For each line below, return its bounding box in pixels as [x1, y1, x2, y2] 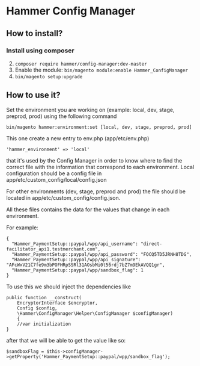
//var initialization [17, 321, 71, 327]
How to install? [6, 28, 63, 39]
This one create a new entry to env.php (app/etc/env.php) [6, 134, 150, 142]
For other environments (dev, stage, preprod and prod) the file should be [6, 188, 186, 195]
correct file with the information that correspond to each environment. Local [6, 163, 195, 170]
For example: [6, 224, 39, 231]
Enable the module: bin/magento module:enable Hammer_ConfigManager [14, 66, 188, 73]
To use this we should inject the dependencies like [6, 283, 131, 290]
